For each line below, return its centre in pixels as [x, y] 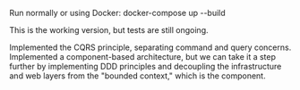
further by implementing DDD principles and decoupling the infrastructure [146, 66]
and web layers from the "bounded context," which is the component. [137, 76]
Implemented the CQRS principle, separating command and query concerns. [150, 47]
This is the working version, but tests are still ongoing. [109, 30]
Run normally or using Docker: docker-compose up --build [117, 13]
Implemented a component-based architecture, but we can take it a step [142, 57]
